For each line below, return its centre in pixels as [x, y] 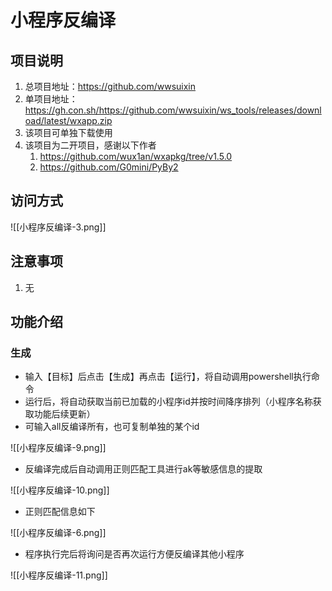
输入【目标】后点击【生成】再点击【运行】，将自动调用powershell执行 [168, 377]
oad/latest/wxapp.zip [68, 120]
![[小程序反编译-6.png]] [58, 533]
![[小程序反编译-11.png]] [59, 575]
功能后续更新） [64, 414]
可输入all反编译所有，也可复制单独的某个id [112, 427]
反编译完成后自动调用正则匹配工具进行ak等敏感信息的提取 [143, 469]
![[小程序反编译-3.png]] [58, 227]
